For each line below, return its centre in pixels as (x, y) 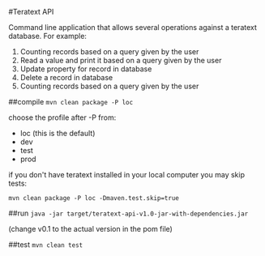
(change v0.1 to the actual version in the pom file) (90, 229)
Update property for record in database (86, 69)
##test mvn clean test (46, 245)
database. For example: (48, 36)
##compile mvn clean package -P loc (71, 102)
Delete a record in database (66, 77)
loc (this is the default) (58, 133)
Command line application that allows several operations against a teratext (133, 27)
